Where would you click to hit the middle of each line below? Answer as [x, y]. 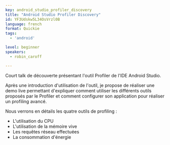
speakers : [16, 52]
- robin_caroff [26, 57]
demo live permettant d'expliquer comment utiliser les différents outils [78, 90]
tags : [11, 33]
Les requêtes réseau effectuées [46, 131]
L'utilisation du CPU [33, 121]
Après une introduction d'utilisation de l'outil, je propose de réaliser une [80, 85]
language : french [24, 24]
